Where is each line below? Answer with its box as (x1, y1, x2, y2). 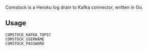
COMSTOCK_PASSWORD (5, 41, 44, 46)
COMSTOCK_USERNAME (5, 36, 44, 42)
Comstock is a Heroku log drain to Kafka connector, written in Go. (5, 5, 143, 10)
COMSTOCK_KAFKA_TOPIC (5, 32, 52, 37)
